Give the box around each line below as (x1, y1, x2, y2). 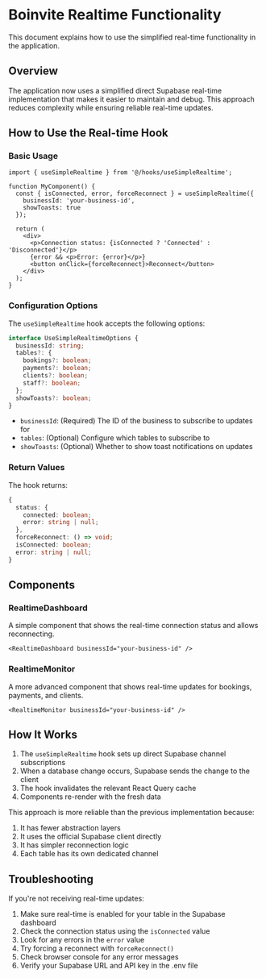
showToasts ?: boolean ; (15, 393, 92, 402)
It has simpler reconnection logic (19, 840, 129, 850)
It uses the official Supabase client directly (19, 832, 162, 842)
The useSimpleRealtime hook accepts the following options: (8, 318, 206, 328)
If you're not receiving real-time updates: (8, 893, 145, 904)
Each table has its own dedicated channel (19, 849, 159, 859)
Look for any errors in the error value (19, 935, 145, 945)
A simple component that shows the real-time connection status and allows (8, 621, 259, 630)
